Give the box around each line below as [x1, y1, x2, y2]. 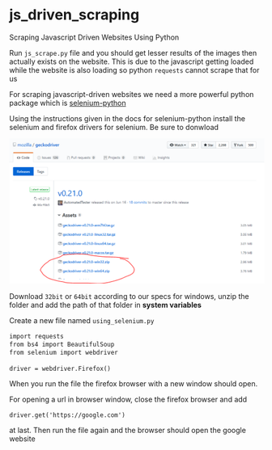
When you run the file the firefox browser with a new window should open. [9, 378, 258, 389]
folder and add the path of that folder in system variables [9, 300, 202, 309]
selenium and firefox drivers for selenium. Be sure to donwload [9, 122, 219, 132]
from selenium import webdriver [9, 348, 118, 356]
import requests [9, 332, 64, 340]
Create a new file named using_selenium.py [9, 315, 155, 325]
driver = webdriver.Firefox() [9, 364, 112, 372]
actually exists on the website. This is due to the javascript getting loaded [9, 57, 254, 66]
